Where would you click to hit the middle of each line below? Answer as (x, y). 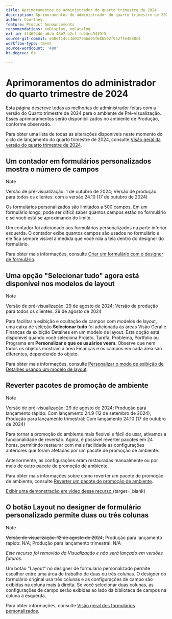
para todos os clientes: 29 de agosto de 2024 (54, 311)
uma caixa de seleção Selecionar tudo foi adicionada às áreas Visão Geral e (86, 327)
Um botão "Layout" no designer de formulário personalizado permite (78, 568)
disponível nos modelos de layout (60, 283)
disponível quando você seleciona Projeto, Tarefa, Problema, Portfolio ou (82, 338)
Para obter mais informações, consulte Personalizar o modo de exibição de (85, 364)
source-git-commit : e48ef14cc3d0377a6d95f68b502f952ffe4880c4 (73, 39)
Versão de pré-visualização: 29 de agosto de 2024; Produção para (76, 408)
